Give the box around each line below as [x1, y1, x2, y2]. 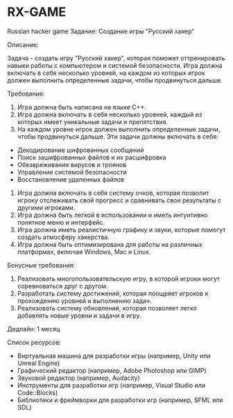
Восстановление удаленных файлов [17, 175, 125, 184]
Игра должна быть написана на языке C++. [17, 103, 147, 111]
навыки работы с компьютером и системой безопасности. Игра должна [7, 61, 223, 69]
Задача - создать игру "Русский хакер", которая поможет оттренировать [7, 53, 225, 62]
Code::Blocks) [17, 388, 58, 397]
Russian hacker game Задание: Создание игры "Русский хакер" [7, 27, 195, 35]
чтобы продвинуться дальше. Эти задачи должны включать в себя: [17, 132, 218, 141]
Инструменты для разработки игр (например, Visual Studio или [17, 381, 206, 389]
